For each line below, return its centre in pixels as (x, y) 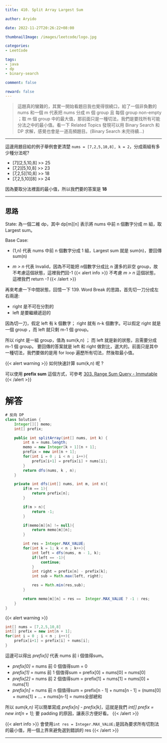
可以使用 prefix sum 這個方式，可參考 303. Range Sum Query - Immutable (81, 374)
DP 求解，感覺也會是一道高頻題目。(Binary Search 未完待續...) (81, 131)
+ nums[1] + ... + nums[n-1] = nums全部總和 (57, 696)
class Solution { (23, 419)
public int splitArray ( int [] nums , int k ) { (61, 438)
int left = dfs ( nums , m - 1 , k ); (66, 553)
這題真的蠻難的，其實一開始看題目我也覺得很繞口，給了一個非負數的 (87, 106)
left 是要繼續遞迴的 (32, 313)
